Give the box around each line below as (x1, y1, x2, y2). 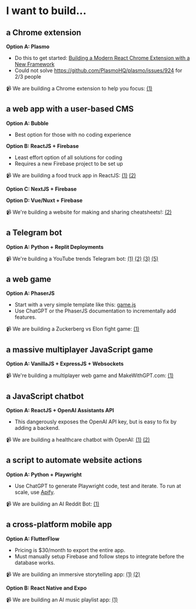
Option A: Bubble (6, 119, 49, 127)
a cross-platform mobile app (6, 520, 113, 530)
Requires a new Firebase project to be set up (14, 160, 123, 167)
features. (14, 314, 37, 321)
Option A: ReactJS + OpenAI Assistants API (6, 407, 114, 414)
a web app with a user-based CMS (6, 104, 134, 114)
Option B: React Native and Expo (6, 584, 87, 591)
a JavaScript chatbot (6, 391, 84, 401)
